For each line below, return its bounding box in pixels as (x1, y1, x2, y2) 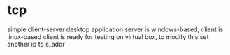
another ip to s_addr (7, 40, 65, 48)
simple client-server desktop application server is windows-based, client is (7, 25, 224, 33)
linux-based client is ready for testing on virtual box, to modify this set (7, 32, 209, 40)
